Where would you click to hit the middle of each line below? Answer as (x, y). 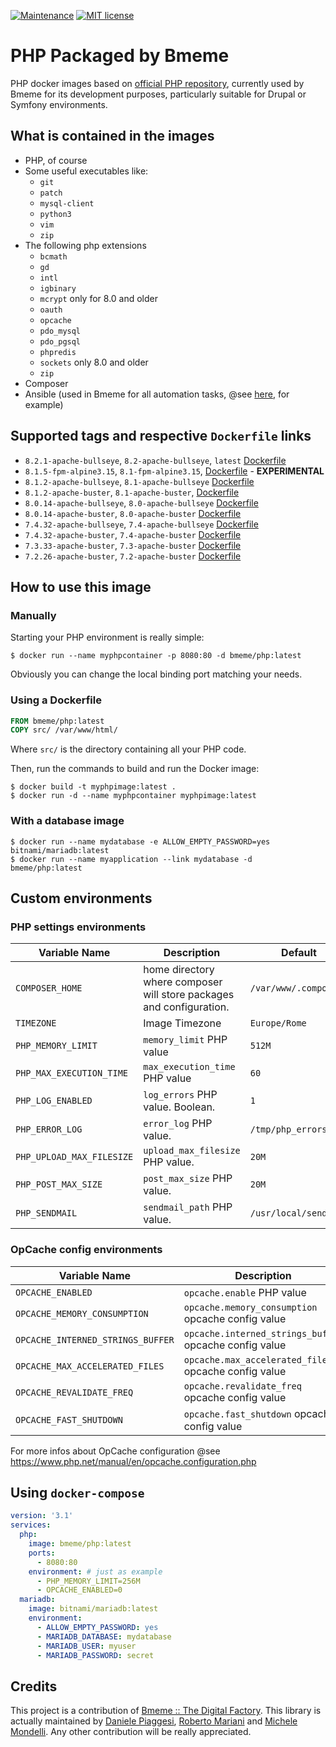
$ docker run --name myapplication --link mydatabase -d (131, 859)
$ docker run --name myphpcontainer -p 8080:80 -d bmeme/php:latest (156, 656)
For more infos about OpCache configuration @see (115, 1451)
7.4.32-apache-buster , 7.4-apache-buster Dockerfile (133, 534)
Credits (34, 1686)
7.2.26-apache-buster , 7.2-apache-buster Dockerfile (133, 556)
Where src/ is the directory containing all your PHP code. (128, 749)
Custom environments (81, 898)
